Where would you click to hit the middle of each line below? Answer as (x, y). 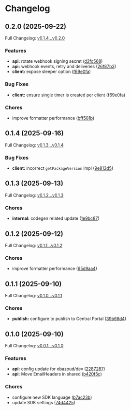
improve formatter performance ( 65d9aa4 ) (55, 268)
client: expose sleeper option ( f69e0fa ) (51, 71)
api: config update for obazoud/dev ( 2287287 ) (58, 369)
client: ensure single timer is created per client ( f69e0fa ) (69, 95)
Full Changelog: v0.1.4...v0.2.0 (35, 38)
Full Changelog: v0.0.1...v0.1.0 (34, 346)
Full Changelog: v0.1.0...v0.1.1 (34, 296)
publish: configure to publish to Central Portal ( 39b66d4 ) (69, 319)
